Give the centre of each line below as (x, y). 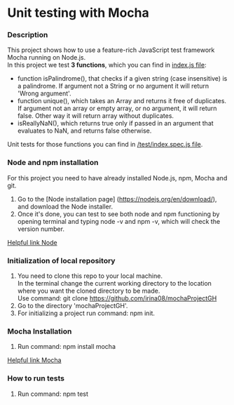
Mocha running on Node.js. (47, 58)
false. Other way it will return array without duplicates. (95, 116)
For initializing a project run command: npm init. (86, 313)
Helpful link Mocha (34, 360)
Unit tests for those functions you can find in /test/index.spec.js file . (105, 145)
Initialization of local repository (61, 260)
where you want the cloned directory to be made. (89, 291)
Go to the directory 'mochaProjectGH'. (73, 306)
